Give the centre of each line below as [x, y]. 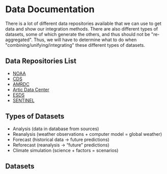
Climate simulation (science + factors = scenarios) [65, 150]
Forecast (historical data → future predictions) [61, 139]
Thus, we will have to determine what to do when [85, 40]
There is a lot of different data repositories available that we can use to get [83, 23]
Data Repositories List [41, 61]
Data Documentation [50, 9]
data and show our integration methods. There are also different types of [82, 28]
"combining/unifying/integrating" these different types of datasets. [75, 45]
